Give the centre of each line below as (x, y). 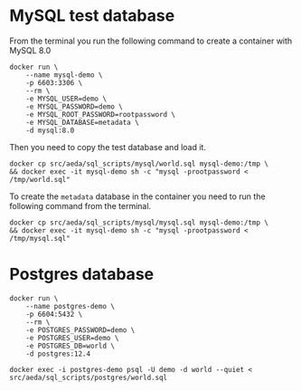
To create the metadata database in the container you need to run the (137, 196)
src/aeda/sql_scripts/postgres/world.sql (89, 377)
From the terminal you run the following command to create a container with (151, 41)
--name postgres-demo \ (71, 306)
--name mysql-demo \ (64, 75)
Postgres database (82, 275)
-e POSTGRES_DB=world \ (71, 346)
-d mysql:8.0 (50, 130)
